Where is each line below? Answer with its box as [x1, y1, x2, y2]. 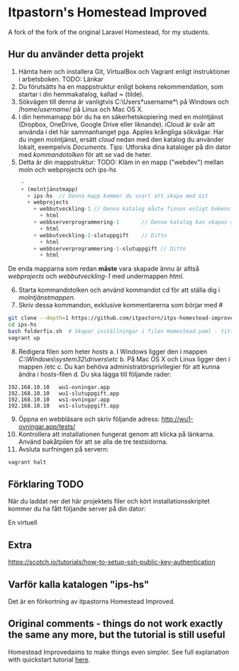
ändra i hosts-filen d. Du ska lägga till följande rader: [18, 370, 172, 378]
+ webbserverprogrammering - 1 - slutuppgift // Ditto [33, 245, 187, 252]
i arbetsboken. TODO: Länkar [18, 75, 104, 83]
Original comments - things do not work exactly [8, 618, 223, 630]
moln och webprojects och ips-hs [18, 165, 116, 174]
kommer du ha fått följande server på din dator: [8, 505, 146, 513]
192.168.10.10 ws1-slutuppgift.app [8, 402, 120, 409]
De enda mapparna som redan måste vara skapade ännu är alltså [8, 264, 199, 273]
